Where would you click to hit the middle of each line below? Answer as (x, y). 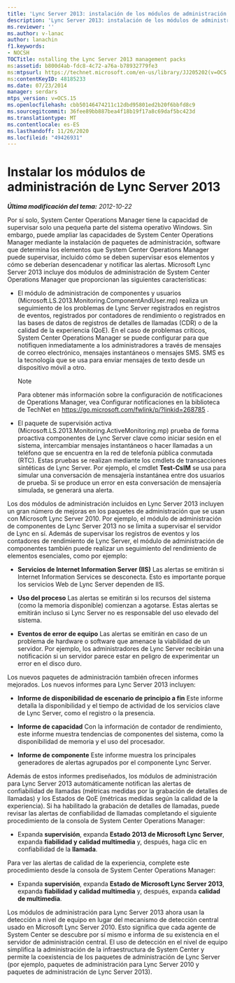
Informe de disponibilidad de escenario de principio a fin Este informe (120, 699)
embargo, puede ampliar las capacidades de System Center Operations (111, 235)
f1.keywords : (26, 46)
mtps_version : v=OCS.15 (42, 99)
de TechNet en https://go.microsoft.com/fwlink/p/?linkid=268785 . (113, 410)
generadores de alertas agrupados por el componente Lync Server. (114, 763)
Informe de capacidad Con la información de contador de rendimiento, (120, 727)
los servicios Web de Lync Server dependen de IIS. (91, 584)
